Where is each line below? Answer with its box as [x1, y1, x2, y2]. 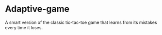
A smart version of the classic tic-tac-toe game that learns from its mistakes [5, 19, 157, 25]
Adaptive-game [5, 3, 69, 15]
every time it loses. [5, 24, 43, 30]
